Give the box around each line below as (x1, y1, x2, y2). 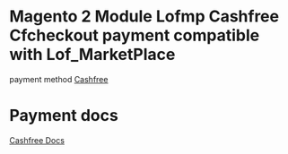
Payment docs (9, 106, 118, 126)
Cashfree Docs (9, 134, 65, 145)
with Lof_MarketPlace (9, 45, 176, 64)
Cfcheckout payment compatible (9, 25, 260, 46)
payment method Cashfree (9, 73, 109, 84)
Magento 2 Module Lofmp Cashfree (9, 6, 280, 27)
